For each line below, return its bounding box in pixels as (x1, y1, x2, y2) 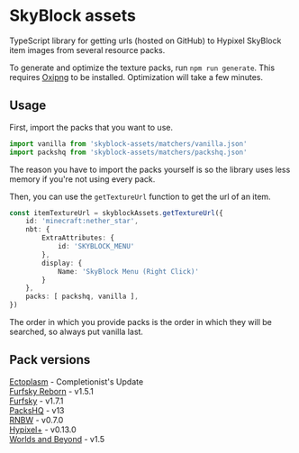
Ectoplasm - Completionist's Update (9, 376, 144, 387)
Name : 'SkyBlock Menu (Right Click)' (57, 267, 200, 276)
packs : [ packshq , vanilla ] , (25, 292, 140, 302)
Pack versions (9, 352, 91, 367)
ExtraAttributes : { (41, 233, 115, 243)
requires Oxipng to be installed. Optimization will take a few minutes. (9, 71, 264, 82)
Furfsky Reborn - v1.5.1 (9, 385, 95, 396)
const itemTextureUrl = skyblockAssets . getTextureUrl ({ (9, 208, 223, 217)
